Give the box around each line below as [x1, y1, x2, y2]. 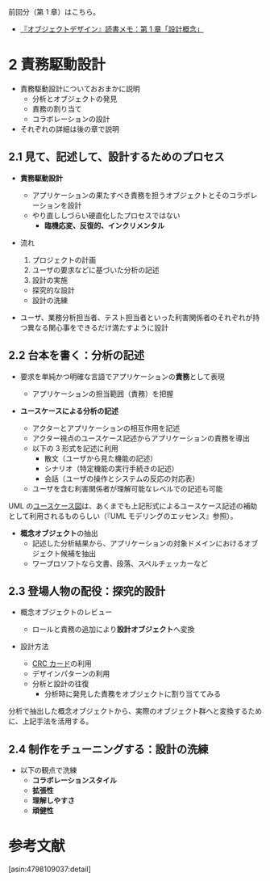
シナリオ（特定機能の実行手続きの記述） [44, 463, 179, 473]
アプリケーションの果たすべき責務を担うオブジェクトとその [31, 190, 230, 200]
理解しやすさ [31, 795, 75, 806]
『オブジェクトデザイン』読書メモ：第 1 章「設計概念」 [19, 24, 204, 34]
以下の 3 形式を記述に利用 [31, 443, 119, 453]
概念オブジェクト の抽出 [19, 528, 98, 537]
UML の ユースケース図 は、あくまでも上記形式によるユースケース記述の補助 [8, 500, 258, 511]
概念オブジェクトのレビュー [19, 607, 113, 617]
